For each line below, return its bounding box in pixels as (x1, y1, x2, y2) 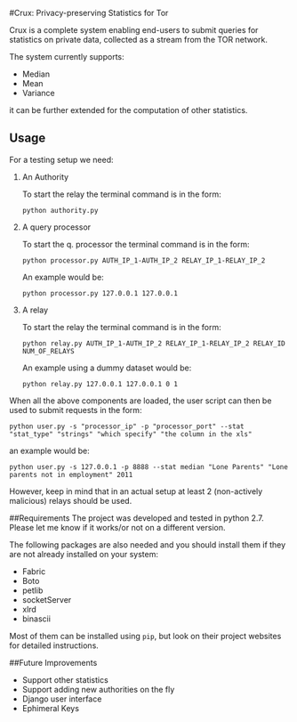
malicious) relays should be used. (9, 495, 132, 506)
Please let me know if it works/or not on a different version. (9, 522, 226, 532)
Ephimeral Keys (21, 702, 80, 713)
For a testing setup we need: (9, 154, 114, 165)
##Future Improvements (9, 657, 98, 668)
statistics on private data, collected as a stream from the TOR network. (9, 35, 269, 45)
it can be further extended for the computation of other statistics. (9, 105, 248, 115)
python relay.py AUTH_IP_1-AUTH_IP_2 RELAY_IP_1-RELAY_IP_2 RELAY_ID (21, 338, 286, 348)
